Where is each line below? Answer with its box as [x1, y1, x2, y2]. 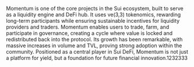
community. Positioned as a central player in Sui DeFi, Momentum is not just [6, 48, 188, 55]
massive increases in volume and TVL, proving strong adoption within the [6, 42, 182, 49]
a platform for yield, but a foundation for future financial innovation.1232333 [6, 55, 188, 61]
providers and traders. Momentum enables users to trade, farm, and [6, 23, 170, 30]
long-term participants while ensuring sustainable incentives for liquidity [6, 17, 180, 24]
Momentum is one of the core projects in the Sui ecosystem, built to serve [6, 5, 184, 12]
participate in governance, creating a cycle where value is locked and [6, 30, 173, 37]
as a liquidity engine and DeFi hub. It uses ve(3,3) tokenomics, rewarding [6, 11, 181, 18]
